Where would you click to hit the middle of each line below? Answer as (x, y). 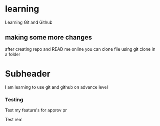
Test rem (14, 119)
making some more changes (49, 37)
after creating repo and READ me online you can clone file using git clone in (80, 49)
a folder (13, 54)
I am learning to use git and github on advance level (57, 87)
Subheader (28, 74)
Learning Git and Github (29, 22)
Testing (14, 99)
